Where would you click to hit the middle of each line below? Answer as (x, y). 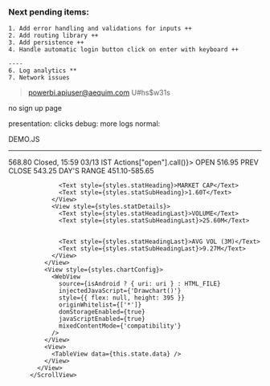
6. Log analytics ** (43, 71)
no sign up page (35, 108)
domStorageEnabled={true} (102, 312)
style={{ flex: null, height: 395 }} (122, 298)
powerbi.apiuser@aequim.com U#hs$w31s (99, 93)
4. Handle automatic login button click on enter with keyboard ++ (124, 50)
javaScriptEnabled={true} (102, 319)
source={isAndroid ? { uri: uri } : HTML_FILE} (140, 284)
